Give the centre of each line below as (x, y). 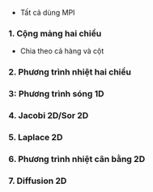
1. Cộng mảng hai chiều (55, 33)
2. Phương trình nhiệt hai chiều (70, 72)
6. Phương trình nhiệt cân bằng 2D (77, 159)
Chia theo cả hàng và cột (62, 51)
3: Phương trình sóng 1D (56, 94)
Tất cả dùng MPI (47, 13)
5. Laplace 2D (36, 137)
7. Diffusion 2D (38, 181)
